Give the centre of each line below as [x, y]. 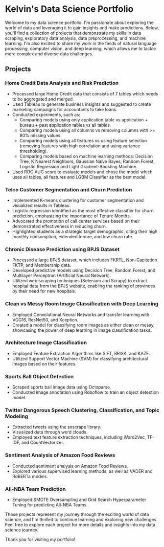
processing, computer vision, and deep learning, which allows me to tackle [81, 48]
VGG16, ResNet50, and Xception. [45, 319]
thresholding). [34, 151]
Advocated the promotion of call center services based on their [76, 221]
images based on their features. [44, 364]
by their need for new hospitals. [44, 291]
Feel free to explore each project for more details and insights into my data [80, 525]
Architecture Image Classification [46, 342]
